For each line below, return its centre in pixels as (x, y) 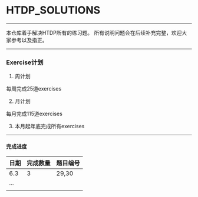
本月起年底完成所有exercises (49, 126)
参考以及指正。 (29, 40)
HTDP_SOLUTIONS (53, 10)
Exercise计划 (25, 62)
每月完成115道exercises (34, 114)
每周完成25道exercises (34, 89)
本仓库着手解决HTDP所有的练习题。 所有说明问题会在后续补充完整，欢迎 (94, 32)
